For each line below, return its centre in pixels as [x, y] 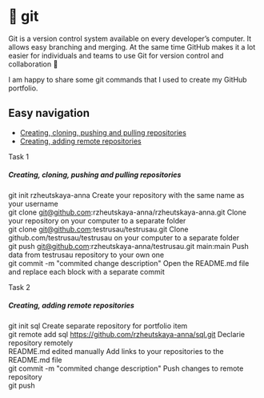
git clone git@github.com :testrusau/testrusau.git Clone [98, 229]
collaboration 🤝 [33, 64]
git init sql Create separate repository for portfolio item [98, 326]
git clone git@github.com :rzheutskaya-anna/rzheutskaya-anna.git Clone [127, 212]
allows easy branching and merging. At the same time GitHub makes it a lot [132, 46]
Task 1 [19, 156]
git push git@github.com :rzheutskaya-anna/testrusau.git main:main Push [129, 246]
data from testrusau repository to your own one [86, 255]
